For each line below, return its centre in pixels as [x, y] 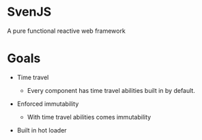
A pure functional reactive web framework [67, 31]
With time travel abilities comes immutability [89, 117]
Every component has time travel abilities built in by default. [111, 90]
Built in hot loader [42, 130]
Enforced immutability [48, 104]
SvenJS [29, 12]
